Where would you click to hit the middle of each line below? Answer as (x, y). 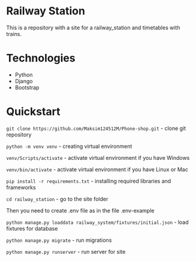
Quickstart (34, 112)
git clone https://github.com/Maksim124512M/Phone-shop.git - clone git (96, 128)
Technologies (41, 58)
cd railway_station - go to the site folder (57, 199)
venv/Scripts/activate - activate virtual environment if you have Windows (98, 157)
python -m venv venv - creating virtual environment (69, 146)
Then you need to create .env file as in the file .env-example (80, 210)
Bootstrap (27, 87)
